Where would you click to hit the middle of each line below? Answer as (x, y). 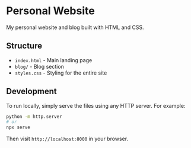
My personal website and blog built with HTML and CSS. (75, 27)
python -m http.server (34, 117)
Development (32, 91)
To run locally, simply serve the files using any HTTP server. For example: (96, 105)
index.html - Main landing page (53, 60)
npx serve (18, 128)
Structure (24, 46)
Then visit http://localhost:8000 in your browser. (67, 139)
